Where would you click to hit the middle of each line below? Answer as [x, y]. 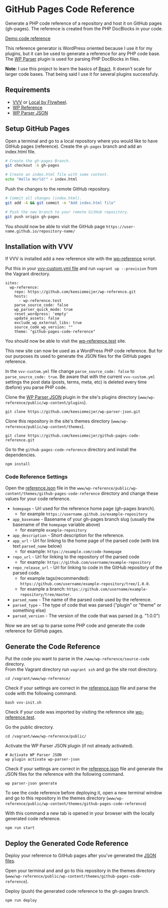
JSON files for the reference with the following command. [65, 774]
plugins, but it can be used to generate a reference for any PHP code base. [83, 54]
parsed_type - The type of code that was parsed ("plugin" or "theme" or [87, 605]
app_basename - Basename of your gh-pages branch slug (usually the [83, 519]
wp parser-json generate [31, 783]
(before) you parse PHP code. [36, 388]
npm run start [20, 828]
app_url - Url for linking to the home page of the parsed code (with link [86, 541]
